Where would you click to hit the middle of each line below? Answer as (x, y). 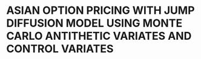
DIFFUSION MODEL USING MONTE (94, 23)
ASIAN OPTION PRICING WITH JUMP (100, 11)
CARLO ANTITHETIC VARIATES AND (99, 36)
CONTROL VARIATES (60, 49)
